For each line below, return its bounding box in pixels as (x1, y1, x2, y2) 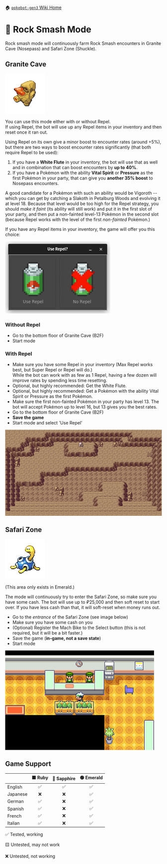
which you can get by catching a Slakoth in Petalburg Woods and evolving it (5, 195, 161, 201)
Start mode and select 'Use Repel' (12, 420, 83, 426)
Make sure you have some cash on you (12, 619, 93, 625)
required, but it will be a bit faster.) (12, 630, 83, 636)
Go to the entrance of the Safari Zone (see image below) (12, 614, 128, 620)
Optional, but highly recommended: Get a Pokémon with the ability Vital (12, 388, 159, 394)
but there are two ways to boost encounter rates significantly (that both (5, 144, 152, 150)
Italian (7, 820, 20, 826)
